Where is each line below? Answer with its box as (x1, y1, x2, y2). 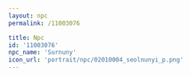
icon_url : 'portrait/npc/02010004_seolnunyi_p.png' (8, 56, 184, 64)
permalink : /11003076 (8, 19, 81, 27)
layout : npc (8, 11, 48, 20)
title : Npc (8, 34, 45, 42)
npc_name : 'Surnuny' (8, 49, 77, 57)
